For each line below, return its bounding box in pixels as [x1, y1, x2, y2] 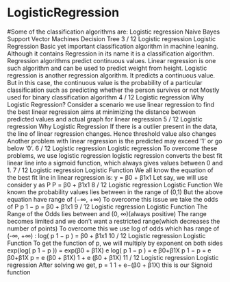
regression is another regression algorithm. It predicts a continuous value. [7, 71, 216, 80]
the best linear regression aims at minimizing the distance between [7, 108, 196, 116]
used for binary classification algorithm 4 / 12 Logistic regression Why [7, 93, 204, 101]
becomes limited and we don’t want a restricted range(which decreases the [7, 217, 220, 225]
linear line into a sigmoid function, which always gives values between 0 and [7, 158, 223, 167]
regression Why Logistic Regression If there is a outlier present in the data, [7, 122, 218, 130]
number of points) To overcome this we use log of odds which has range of [7, 224, 220, 233]
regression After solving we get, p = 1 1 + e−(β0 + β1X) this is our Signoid [7, 261, 213, 269]
